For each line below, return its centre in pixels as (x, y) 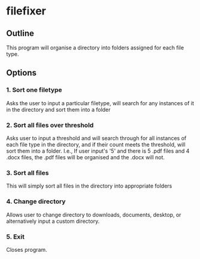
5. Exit (16, 237)
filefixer (26, 11)
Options (22, 73)
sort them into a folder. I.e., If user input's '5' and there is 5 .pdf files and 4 (98, 151)
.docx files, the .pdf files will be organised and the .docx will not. (86, 157)
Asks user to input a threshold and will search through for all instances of (96, 138)
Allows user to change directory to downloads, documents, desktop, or (94, 215)
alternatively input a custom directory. (53, 221)
